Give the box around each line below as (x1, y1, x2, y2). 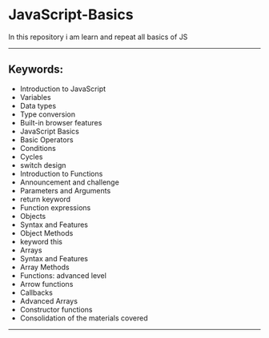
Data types (19, 101, 57, 110)
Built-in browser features (19, 117, 102, 127)
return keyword (19, 194, 70, 204)
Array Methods (19, 262, 70, 272)
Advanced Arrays (19, 296, 78, 305)
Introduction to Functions (19, 169, 103, 178)
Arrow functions (19, 279, 74, 288)
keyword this (19, 237, 62, 246)
